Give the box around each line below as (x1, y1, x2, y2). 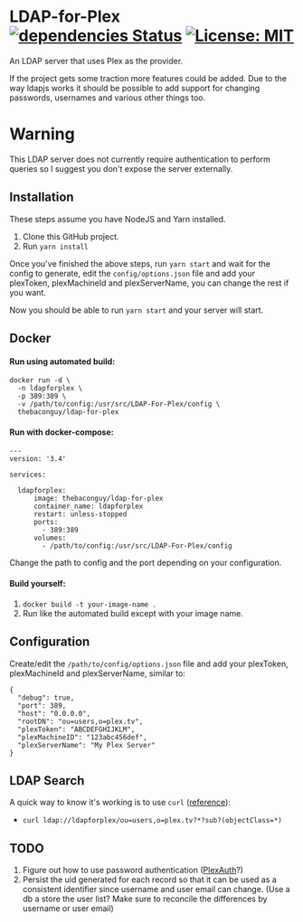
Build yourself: (9, 579, 66, 589)
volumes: (33, 533, 67, 543)
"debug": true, (17, 693, 75, 702)
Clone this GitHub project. (22, 230, 119, 241)
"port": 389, (17, 701, 67, 710)
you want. (9, 287, 47, 297)
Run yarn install (22, 240, 89, 251)
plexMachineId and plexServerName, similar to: (9, 667, 185, 679)
